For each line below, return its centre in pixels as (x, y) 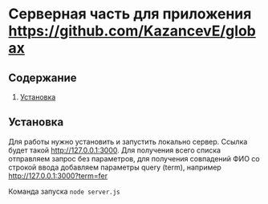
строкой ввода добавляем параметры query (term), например (115, 167)
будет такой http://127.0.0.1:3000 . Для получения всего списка (115, 150)
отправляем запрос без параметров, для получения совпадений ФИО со (134, 158)
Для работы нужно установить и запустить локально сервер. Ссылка (128, 141)
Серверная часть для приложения (130, 14)
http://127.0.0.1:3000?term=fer (58, 175)
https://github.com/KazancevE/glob (132, 31)
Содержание (43, 78)
